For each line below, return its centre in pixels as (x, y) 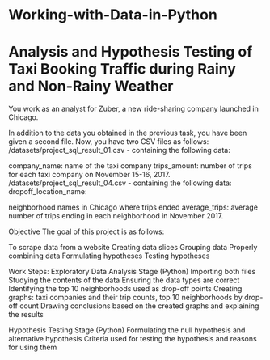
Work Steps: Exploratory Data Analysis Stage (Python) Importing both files (132, 272)
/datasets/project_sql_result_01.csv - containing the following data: (119, 150)
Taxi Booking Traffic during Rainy (122, 69)
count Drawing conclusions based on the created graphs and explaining (139, 306)
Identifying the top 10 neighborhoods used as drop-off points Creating (125, 289)
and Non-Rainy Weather (91, 86)
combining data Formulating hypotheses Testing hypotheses (109, 256)
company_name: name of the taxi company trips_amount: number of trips (130, 166)
